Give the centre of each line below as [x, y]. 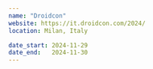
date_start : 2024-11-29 [48, 45]
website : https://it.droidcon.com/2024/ [77, 23]
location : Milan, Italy [48, 30]
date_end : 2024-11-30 [48, 53]
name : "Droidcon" [37, 16]
